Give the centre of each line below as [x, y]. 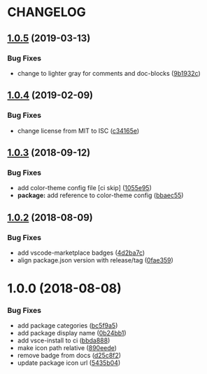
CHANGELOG [47, 12]
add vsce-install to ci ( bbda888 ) [64, 340]
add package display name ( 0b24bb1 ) [72, 333]
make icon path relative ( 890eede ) [67, 348]
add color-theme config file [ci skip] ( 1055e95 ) [84, 188]
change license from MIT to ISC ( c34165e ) [78, 131]
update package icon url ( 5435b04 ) [69, 363]
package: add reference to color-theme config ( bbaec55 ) [100, 195]
